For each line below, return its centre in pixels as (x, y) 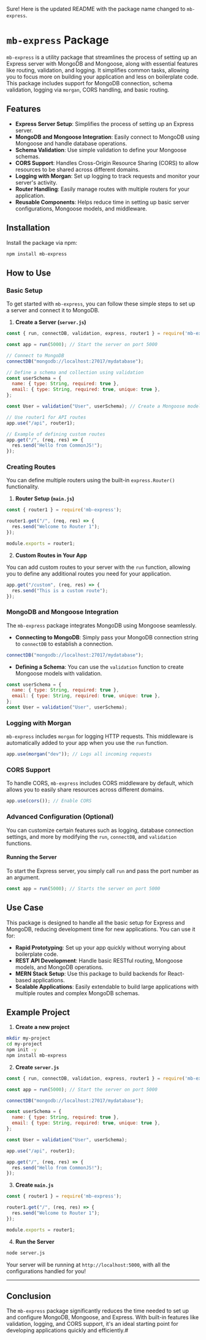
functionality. (23, 487)
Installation (28, 228)
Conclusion (29, 1296)
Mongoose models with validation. (59, 673)
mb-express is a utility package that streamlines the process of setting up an (102, 57)
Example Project (38, 1012)
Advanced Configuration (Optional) (60, 817)
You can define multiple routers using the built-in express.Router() (91, 480)
